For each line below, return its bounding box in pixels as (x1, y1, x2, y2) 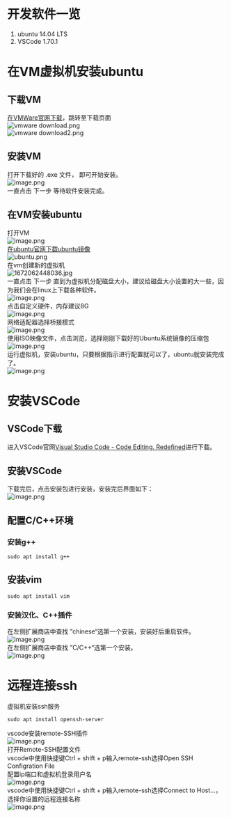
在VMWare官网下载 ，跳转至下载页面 (7, 113, 111, 122)
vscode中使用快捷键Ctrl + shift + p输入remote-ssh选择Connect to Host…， (7, 786, 222, 794)
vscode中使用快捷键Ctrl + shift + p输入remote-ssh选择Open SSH (7, 754, 193, 762)
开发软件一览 (7, 6, 81, 22)
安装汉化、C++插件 (7, 610, 72, 620)
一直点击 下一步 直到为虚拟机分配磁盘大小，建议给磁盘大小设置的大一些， (7, 276, 218, 285)
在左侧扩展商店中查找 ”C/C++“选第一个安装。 (7, 643, 137, 652)
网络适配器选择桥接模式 (7, 317, 74, 326)
